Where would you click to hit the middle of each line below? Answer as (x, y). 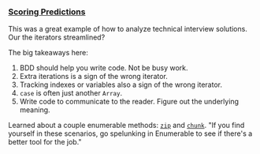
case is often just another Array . (71, 93)
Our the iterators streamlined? (57, 37)
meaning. (35, 110)
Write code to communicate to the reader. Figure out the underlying (129, 102)
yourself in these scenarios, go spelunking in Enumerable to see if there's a (130, 133)
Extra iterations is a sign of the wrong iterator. (93, 77)
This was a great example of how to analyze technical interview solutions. (128, 29)
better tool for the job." (45, 142)
